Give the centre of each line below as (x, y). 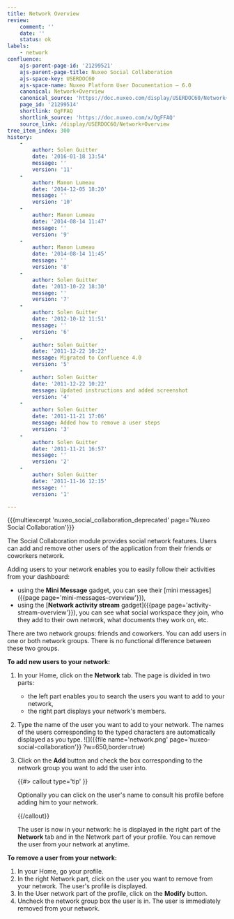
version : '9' (51, 235)
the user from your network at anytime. (73, 844)
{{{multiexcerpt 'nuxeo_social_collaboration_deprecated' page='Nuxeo (109, 520)
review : (18, 20)
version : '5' (51, 365)
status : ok (36, 40)
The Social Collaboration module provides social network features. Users (112, 541)
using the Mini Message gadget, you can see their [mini (98, 590)
